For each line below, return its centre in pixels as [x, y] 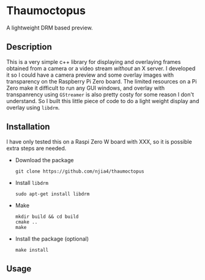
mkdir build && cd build [47, 216]
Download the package [44, 160]
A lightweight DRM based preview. [50, 28]
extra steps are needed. [36, 148]
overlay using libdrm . [33, 107]
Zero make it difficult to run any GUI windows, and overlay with [86, 88]
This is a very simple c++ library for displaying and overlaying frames [94, 61]
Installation [28, 127]
